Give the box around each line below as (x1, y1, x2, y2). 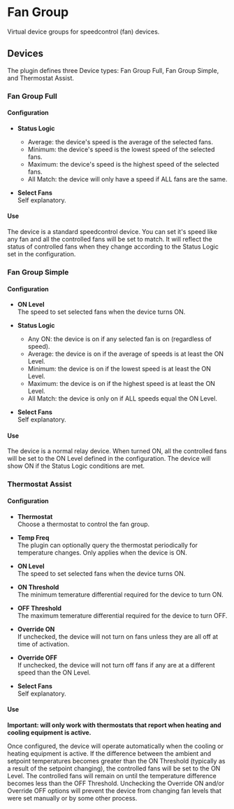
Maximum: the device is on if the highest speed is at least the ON (27, 380, 215, 388)
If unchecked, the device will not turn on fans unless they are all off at (17, 632, 219, 641)
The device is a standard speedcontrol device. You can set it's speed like (7, 228, 218, 236)
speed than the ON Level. (17, 668, 91, 677)
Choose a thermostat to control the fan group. (17, 520, 150, 528)
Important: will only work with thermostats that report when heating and (7, 721, 221, 729)
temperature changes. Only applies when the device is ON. (17, 548, 187, 557)
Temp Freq (17, 533, 50, 541)
